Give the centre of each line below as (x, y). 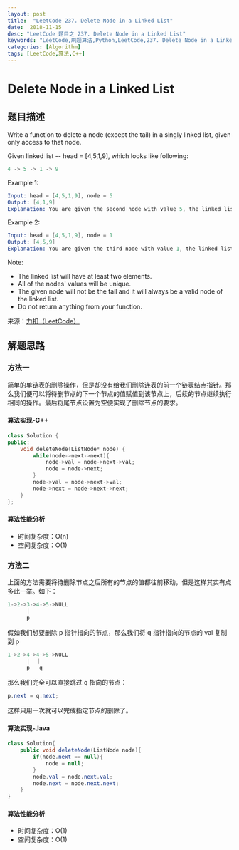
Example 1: (23, 182)
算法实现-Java (29, 728)
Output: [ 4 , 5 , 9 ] (31, 242)
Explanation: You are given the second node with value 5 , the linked (114, 209)
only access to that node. (44, 142)
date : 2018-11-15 (34, 27)
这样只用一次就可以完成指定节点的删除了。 (70, 710)
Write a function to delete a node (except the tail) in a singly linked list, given (119, 134)
